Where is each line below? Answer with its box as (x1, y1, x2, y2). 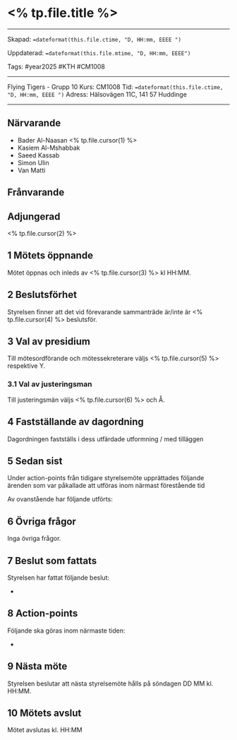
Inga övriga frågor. (7, 535, 61, 543)
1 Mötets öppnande (7, 249, 94, 262)
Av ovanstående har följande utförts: (7, 495, 113, 503)
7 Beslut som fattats (7, 554, 97, 566)
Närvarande (7, 117, 61, 129)
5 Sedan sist (7, 455, 63, 467)
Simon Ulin (17, 158, 49, 167)
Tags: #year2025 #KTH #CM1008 (7, 62, 106, 71)
